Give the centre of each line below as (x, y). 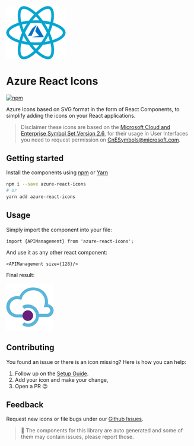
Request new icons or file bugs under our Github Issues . (75, 419)
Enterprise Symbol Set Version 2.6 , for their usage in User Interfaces (104, 133)
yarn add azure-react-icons (41, 197)
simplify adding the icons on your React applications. (71, 115)
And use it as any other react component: (57, 252)
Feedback (25, 405)
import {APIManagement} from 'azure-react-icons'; (70, 241)
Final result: (20, 275)
